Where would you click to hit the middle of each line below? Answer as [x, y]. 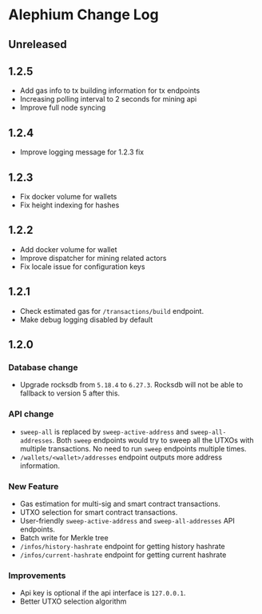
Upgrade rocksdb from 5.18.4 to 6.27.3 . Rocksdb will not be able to [131, 385]
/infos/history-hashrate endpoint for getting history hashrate [122, 546]
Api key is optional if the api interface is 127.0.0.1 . [103, 593]
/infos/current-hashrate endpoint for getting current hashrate [123, 555]
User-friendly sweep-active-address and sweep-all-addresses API [127, 520]
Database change [43, 367]
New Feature [34, 486]
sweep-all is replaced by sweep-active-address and [104, 431]
